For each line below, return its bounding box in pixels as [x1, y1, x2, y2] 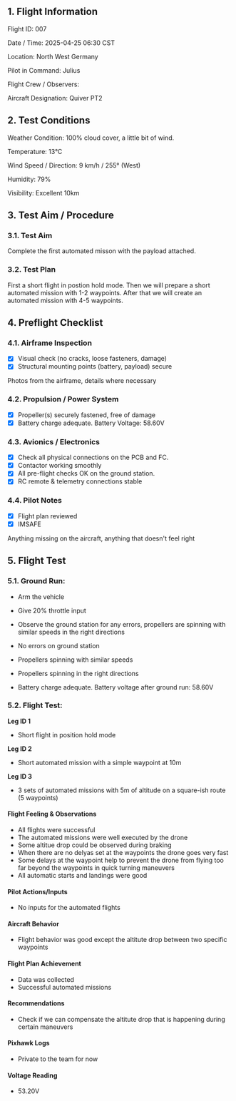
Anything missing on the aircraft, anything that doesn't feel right [7, 534, 195, 543]
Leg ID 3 [7, 772, 32, 780]
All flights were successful [17, 826, 96, 834]
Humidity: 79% [7, 175, 51, 183]
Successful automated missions [17, 983, 112, 991]
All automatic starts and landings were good [17, 871, 148, 879]
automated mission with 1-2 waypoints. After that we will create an [7, 288, 202, 297]
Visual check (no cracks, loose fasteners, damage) [17, 354, 168, 363]
